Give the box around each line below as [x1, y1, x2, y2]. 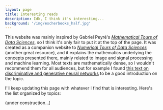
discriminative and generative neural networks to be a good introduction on [5, 70, 158, 76]
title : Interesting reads [5, 12, 58, 17]
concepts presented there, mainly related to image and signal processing [5, 55, 153, 61]
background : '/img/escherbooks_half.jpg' [5, 21, 91, 26]
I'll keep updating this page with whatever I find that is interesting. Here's [5, 85, 153, 91]
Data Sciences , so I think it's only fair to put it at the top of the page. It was [5, 40, 156, 45]
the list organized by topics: [5, 90, 61, 96]
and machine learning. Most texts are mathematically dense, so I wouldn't [5, 60, 154, 66]
